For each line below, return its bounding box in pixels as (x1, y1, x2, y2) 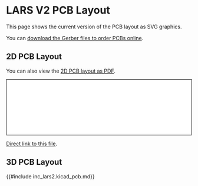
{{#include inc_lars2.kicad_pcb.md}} (6, 172, 95, 180)
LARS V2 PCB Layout (6, 4, 111, 17)
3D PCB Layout (6, 157, 62, 167)
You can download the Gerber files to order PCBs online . (6, 34, 144, 41)
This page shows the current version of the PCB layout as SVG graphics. (6, 23, 182, 30)
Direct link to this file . (6, 140, 58, 147)
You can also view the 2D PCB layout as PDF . (6, 67, 116, 74)
